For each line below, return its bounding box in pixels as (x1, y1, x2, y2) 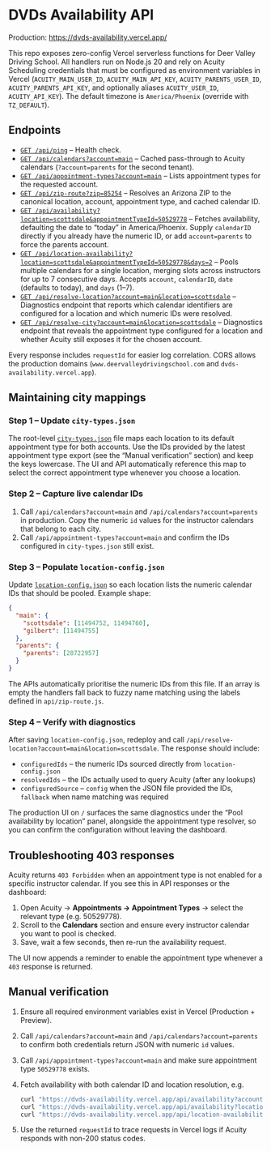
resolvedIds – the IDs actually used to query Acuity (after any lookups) (19, 775, 256, 785)
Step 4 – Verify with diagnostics (8, 716, 136, 727)
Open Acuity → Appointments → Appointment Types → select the (19, 903, 244, 913)
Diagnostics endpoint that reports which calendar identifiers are (19, 300, 233, 310)
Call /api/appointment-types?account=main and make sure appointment (19, 1055, 257, 1065)
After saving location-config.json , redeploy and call (8, 735, 184, 745)
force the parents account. (19, 239, 109, 249)
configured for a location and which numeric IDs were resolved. (19, 308, 233, 318)
